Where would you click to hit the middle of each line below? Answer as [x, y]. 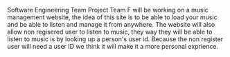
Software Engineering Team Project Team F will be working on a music [108, 10]
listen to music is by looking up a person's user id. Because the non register [115, 39]
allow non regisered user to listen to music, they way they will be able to [110, 32]
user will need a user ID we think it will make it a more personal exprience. [113, 46]
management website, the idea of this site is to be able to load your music [112, 17]
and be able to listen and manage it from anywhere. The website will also [111, 24]
